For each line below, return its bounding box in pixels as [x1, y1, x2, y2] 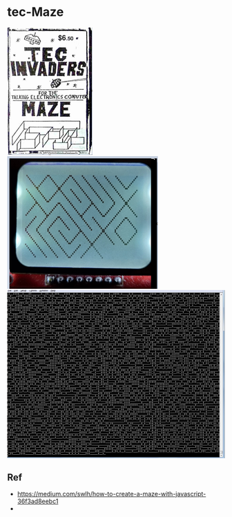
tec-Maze [7, 4, 64, 20]
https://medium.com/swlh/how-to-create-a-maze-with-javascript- [17, 490, 206, 498]
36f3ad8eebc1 [17, 497, 59, 505]
